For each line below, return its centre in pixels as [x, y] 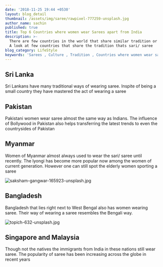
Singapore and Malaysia [42, 238]
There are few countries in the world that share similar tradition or [83, 41]
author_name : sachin [26, 23]
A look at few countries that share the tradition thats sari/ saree [81, 46]
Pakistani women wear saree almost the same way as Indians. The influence [81, 118]
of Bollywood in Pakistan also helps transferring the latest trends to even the [81, 124]
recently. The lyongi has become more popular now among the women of [78, 160]
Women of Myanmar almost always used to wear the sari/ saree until [73, 156]
